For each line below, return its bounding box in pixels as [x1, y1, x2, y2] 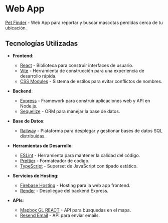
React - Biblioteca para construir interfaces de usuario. [20, 62, 134, 68]
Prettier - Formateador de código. [20, 157, 90, 163]
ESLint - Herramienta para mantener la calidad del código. [20, 152, 140, 158]
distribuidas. [20, 133, 46, 139]
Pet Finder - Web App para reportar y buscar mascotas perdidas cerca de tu [5, 19, 163, 25]
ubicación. [5, 24, 27, 30]
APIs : [12, 197, 24, 203]
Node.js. [20, 103, 38, 109]
